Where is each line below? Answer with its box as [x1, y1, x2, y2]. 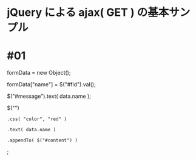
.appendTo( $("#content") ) [7, 137, 78, 143]
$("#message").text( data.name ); [7, 92, 92, 100]
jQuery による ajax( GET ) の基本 [7, 5, 169, 19]
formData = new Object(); [7, 69, 71, 77]
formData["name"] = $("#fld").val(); [7, 81, 96, 88]
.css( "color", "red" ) [7, 116, 67, 122]
